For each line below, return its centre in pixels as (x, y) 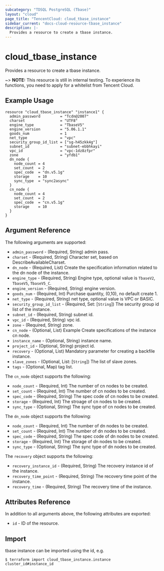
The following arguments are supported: (46, 242)
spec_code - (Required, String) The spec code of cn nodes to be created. (85, 396)
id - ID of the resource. (36, 523)
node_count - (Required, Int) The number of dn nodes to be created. (80, 425)
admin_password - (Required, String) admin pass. (61, 252)
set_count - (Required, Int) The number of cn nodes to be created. (79, 391)
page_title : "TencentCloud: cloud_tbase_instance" (58, 19)
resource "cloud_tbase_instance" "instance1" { (55, 112)
